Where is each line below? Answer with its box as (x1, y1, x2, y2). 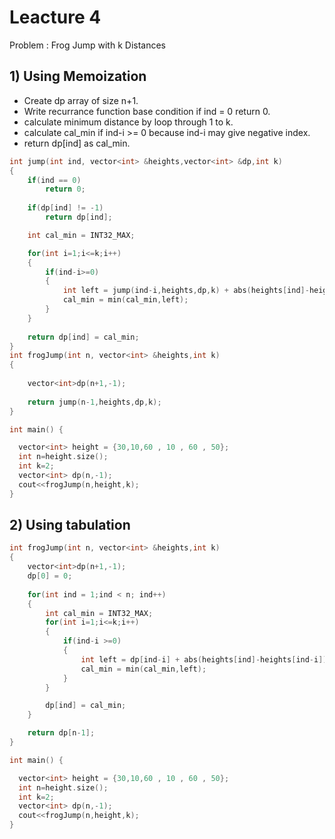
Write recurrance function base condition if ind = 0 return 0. (23, 105, 271, 117)
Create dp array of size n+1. (23, 94, 139, 106)
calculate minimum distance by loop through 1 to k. (23, 116, 234, 128)
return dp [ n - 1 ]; (27, 728, 96, 738)
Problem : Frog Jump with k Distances (9, 39, 167, 51)
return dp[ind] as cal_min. (23, 137, 131, 149)
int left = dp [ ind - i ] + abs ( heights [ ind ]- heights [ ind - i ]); (80, 654, 332, 665)
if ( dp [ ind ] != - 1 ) (27, 203, 104, 213)
